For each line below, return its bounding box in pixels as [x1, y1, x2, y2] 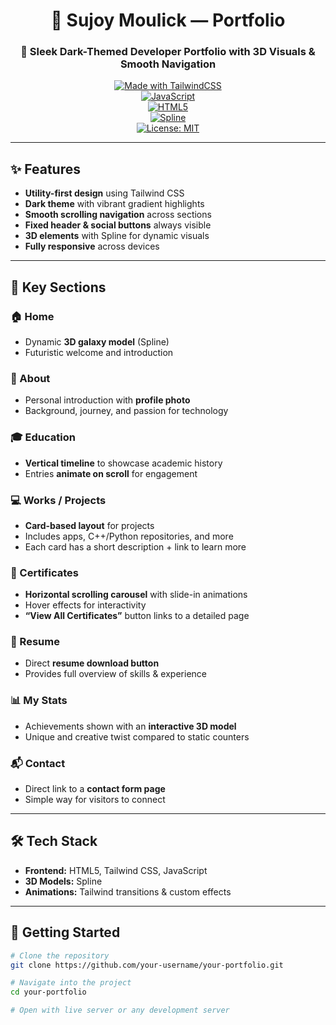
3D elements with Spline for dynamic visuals [24, 230, 210, 242]
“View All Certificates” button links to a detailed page [24, 610, 250, 622]
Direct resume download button [24, 657, 160, 669]
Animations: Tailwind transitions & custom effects [24, 885, 232, 898]
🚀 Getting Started [10, 924, 121, 941]
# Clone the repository [10, 950, 110, 961]
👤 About [10, 371, 51, 385]
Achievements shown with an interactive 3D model [24, 720, 237, 732]
